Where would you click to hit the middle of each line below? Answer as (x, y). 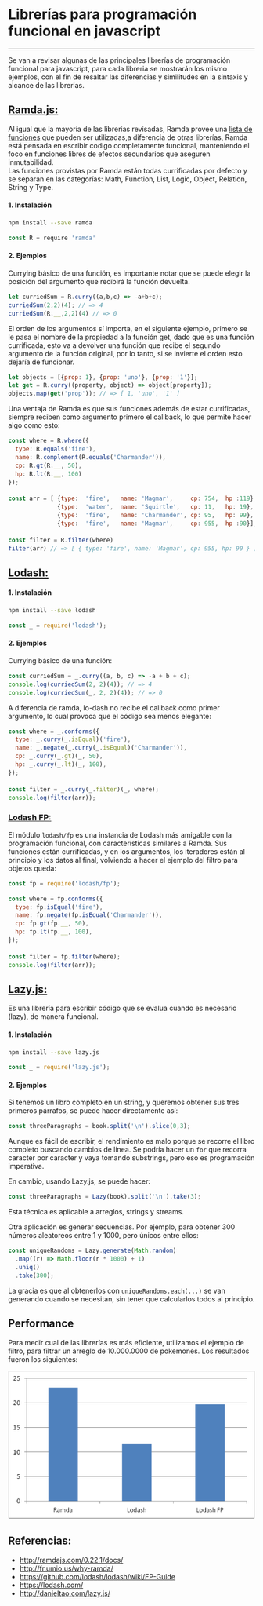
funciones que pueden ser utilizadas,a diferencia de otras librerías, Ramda (128, 137)
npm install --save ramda (50, 223)
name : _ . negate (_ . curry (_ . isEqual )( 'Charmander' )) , (101, 748)
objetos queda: (32, 868)
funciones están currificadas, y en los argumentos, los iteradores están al (126, 851)
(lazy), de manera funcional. (54, 1017)
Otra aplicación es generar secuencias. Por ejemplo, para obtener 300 (122, 1227)
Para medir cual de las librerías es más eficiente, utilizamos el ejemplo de (126, 1342)
